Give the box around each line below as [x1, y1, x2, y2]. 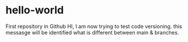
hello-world [5, 3, 64, 17]
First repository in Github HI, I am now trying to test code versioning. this [5, 23, 183, 30]
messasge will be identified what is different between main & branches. [5, 29, 180, 36]
